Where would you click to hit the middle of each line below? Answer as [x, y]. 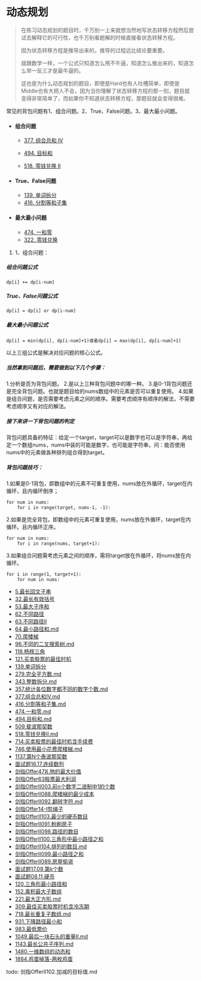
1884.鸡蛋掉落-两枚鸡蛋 [44, 959]
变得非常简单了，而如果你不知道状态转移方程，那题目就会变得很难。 [105, 98]
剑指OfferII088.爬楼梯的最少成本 [54, 794]
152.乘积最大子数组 [38, 892]
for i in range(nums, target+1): [59, 544]
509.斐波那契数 [33, 727]
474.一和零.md [33, 712]
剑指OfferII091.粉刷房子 [44, 824]
